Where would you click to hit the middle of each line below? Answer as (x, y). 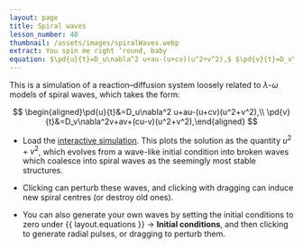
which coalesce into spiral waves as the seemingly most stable (139, 161)
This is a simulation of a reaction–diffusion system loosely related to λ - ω (144, 85)
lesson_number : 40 (44, 34)
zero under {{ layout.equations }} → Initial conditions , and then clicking (155, 225)
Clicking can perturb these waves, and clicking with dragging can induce (158, 188)
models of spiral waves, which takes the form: (95, 94)
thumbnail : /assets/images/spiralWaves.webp (94, 43)
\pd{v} (279, 112)
